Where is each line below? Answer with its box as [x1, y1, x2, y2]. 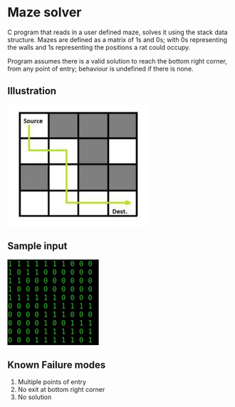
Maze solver [7, 4, 82, 21]
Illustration [7, 85, 57, 97]
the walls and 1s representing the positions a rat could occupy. [7, 43, 191, 51]
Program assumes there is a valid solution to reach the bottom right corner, [7, 56, 228, 65]
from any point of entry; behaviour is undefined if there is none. [7, 64, 194, 73]
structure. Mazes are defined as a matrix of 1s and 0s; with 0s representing [7, 35, 228, 43]
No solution [17, 393, 52, 401]
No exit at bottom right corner [17, 386, 105, 394]
